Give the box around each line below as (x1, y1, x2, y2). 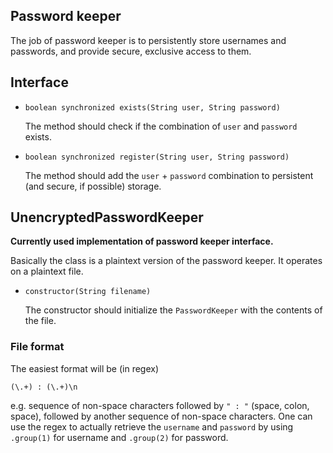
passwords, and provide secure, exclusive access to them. (10, 45, 252, 57)
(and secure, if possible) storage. (24, 180, 162, 192)
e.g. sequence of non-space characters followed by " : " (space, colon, (10, 399, 310, 411)
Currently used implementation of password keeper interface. (10, 235, 274, 248)
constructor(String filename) (24, 287, 152, 297)
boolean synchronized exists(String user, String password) (24, 102, 281, 113)
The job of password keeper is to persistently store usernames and (10, 34, 287, 46)
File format (10, 340, 65, 354)
